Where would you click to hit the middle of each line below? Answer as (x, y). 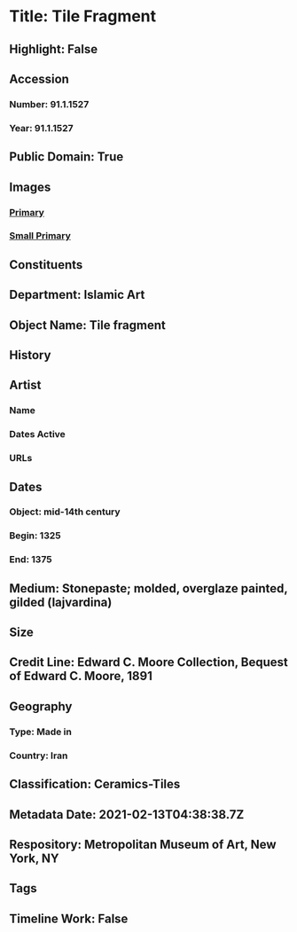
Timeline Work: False (69, 918)
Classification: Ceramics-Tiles (95, 784)
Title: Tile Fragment (83, 16)
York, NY (34, 858)
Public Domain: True (66, 157)
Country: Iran (39, 756)
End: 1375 (31, 560)
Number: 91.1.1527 (49, 104)
